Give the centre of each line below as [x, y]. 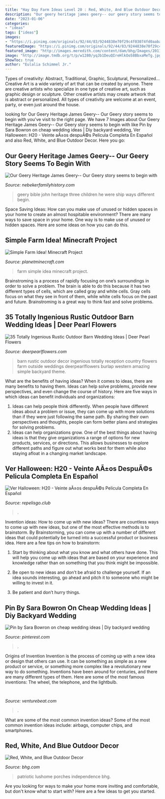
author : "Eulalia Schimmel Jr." [38, 64]
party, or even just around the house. [42, 105]
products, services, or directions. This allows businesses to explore [80, 443]
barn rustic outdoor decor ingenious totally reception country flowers [87, 361]
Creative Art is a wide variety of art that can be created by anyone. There [79, 84]
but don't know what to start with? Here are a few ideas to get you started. [80, 791]
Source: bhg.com [23, 767]
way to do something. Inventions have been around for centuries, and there [81, 672]
